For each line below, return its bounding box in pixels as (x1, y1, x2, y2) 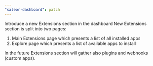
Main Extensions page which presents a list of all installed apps (11, 35, 141, 41)
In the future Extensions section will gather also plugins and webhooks (4, 50, 149, 56)
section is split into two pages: (4, 25, 67, 32)
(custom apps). (4, 55, 36, 61)
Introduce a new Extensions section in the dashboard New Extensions (4, 21, 147, 26)
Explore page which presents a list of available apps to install (11, 40, 136, 46)
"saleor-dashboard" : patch (4, 7, 60, 12)
